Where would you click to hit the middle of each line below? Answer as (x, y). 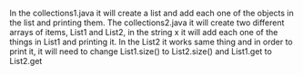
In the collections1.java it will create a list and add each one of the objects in (151, 13)
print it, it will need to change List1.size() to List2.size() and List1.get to (141, 52)
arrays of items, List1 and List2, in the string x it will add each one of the (144, 32)
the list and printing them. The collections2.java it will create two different (147, 23)
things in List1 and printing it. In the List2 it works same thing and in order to (151, 42)
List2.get (26, 61)
